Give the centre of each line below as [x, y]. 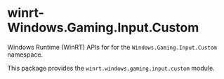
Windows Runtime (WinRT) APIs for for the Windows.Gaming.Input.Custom [112, 47]
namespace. [25, 55]
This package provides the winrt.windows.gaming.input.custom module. [111, 68]
